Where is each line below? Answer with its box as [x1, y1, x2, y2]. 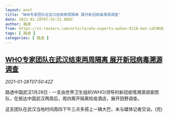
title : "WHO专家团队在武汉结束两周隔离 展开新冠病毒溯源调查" [5, 12, 121, 17]
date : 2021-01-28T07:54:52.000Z [5, 17, 73, 22]
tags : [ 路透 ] [5, 31, 36, 36]
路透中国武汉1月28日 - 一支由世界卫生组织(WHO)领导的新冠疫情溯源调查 [5, 89, 155, 95]
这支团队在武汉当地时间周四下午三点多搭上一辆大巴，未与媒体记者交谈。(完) [5, 106, 163, 112]
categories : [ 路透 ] [5, 36, 49, 41]
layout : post [5, 7, 33, 13]
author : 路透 [5, 21, 31, 27]
